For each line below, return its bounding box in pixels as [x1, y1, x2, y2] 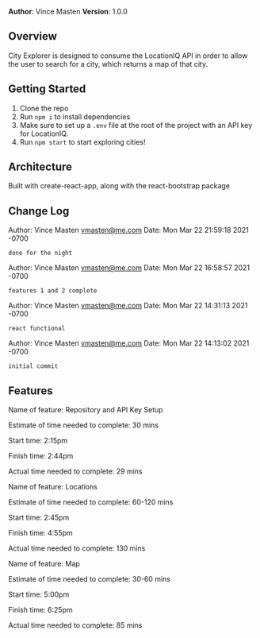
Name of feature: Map [8, 559, 81, 569]
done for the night [8, 249, 73, 257]
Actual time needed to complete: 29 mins [8, 466, 143, 476]
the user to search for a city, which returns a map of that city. [8, 59, 208, 68]
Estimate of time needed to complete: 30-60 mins [8, 574, 170, 584]
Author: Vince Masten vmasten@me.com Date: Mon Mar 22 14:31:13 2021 [8, 301, 248, 311]
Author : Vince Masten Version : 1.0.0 [8, 7, 128, 16]
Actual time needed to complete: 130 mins [8, 543, 146, 553]
